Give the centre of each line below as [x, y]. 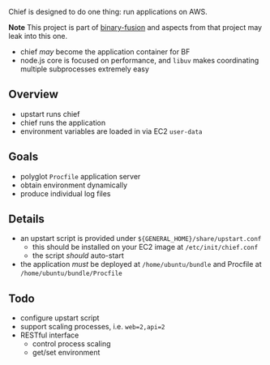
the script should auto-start [78, 255]
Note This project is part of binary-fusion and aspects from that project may [135, 27]
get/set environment [66, 353]
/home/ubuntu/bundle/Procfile [71, 274]
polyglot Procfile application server [80, 176]
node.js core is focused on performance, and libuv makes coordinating [139, 60]
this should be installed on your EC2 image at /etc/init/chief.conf [145, 247]
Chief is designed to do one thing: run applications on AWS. [108, 12]
